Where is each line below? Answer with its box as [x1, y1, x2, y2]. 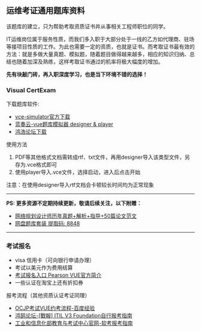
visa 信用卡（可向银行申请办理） [14, 256, 95, 264]
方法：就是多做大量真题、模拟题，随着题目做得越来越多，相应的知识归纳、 [6, 50, 190, 58]
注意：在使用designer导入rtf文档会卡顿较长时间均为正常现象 [6, 182, 154, 189]
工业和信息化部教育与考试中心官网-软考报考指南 [14, 319, 133, 327]
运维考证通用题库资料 [6, 5, 85, 16]
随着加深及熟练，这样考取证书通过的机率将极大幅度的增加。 [16, 58, 163, 65]
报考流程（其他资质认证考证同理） [6, 292, 90, 299]
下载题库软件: [6, 101, 40, 108]
